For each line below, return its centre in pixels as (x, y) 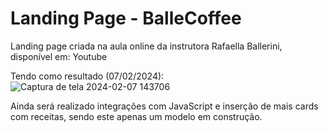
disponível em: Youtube (59, 56)
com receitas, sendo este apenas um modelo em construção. (136, 116)
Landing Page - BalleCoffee (126, 18)
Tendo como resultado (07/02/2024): (87, 76)
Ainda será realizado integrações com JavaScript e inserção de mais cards (164, 106)
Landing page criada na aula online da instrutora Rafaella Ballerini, (146, 46)
